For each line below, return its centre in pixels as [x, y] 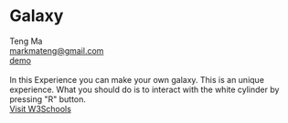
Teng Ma [26, 41]
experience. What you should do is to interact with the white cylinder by [144, 89]
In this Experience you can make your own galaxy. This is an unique [137, 79]
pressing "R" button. [48, 99]
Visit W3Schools [40, 108]
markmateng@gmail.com [57, 50]
